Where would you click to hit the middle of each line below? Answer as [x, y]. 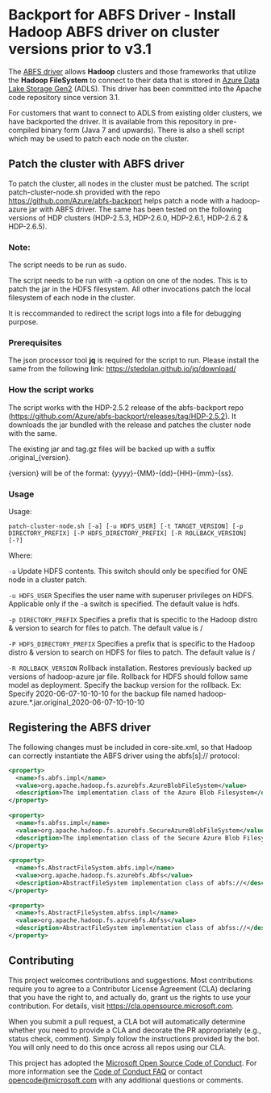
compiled [24, 130]
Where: [21, 555]
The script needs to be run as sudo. [68, 265]
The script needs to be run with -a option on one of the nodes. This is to [128, 281]
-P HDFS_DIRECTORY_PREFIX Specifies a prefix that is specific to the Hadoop [132, 643]
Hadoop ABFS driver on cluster [114, 32]
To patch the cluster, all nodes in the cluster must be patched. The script [129, 183]
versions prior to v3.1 [80, 49]
